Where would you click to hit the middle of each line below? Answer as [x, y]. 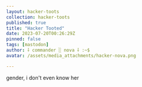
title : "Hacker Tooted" [35, 28]
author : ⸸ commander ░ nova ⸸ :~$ [48, 50]
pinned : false [24, 39]
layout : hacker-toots [33, 12]
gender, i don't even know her [43, 78]
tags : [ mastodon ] [28, 45]
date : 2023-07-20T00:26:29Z [41, 34]
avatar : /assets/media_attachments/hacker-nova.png [71, 56]
